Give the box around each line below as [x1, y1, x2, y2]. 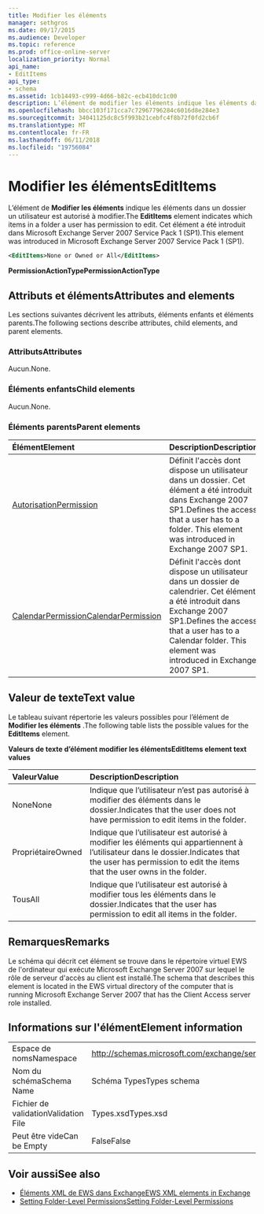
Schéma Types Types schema [91, 1075, 200, 1086]
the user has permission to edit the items [89, 856, 240, 867]
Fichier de [12, 1098, 49, 1109]
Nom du [12, 1066, 42, 1077]
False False [91, 1135, 131, 1146]
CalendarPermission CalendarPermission [12, 610, 162, 621]
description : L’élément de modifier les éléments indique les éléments [8, 99, 247, 107]
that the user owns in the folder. [89, 866, 207, 877]
